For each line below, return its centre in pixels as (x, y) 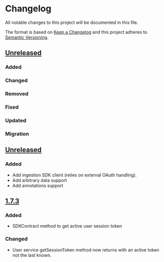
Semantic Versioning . (27, 37)
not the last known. (32, 255)
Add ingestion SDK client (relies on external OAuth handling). (75, 175)
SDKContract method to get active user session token (67, 226)
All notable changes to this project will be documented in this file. (72, 22)
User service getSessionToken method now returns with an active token (86, 250)
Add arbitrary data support (40, 180)
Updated (16, 120)
